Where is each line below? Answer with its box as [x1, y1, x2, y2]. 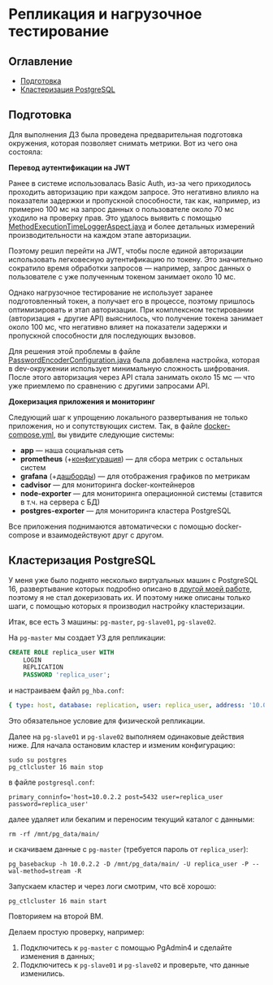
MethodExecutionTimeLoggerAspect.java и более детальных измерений [8, 221, 255, 231]
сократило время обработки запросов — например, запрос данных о [8, 263, 252, 273]
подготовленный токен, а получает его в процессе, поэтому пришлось [8, 296, 255, 305]
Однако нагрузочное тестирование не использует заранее [8, 287, 214, 297]
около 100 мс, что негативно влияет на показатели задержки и [8, 322, 227, 331]
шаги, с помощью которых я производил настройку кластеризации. [8, 601, 245, 611]
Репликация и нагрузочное [8, 5, 202, 24]
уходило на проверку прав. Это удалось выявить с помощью [8, 213, 222, 222]
